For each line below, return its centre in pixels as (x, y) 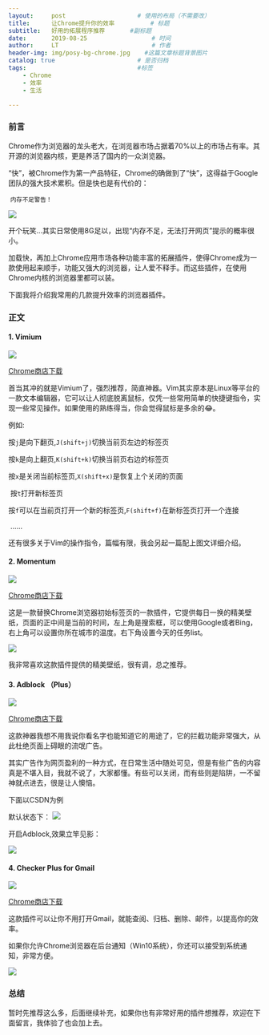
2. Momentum (32, 561)
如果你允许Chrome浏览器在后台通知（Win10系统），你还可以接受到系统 (124, 946)
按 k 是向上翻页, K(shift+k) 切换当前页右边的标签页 (89, 459)
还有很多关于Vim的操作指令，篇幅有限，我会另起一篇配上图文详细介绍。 (127, 543)
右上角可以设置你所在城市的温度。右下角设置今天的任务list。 (108, 633)
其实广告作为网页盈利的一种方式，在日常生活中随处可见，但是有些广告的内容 (134, 763)
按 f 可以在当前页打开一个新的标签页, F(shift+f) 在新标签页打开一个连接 (124, 510)
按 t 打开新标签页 (37, 493)
